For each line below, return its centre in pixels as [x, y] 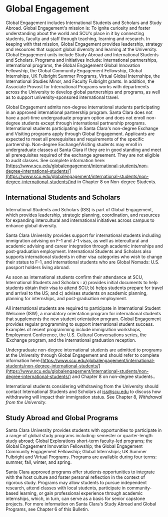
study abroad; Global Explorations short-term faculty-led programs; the [79, 441]
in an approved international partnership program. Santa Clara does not [79, 112]
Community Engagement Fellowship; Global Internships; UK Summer [76, 451]
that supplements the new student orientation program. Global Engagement [83, 319]
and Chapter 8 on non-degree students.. [114, 376]
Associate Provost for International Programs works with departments [77, 86]
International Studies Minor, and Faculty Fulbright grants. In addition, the [80, 81]
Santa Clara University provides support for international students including [83, 235]
